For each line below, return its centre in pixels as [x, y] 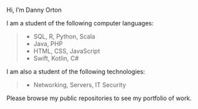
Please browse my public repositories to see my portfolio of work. [99, 98]
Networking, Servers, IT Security [79, 85]
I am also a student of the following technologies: [76, 72]
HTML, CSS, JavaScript [66, 51]
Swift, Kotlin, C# [56, 58]
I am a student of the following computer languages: [80, 23]
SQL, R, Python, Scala [64, 36]
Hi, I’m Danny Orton [34, 10]
